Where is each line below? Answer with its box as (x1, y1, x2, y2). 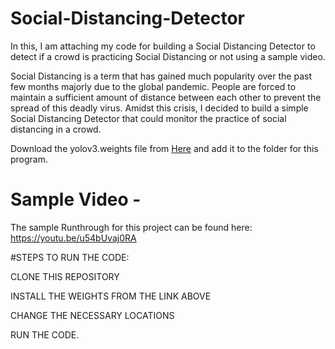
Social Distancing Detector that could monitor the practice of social (10, 112, 287, 124)
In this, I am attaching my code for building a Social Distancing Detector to (10, 40, 316, 52)
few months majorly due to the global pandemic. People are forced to (10, 80, 297, 92)
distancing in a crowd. (10, 123, 102, 135)
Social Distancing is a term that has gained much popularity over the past (10, 70, 312, 82)
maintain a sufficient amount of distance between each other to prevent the (10, 91, 322, 103)
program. (10, 153, 49, 165)
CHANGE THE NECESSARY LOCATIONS (10, 309, 175, 321)
